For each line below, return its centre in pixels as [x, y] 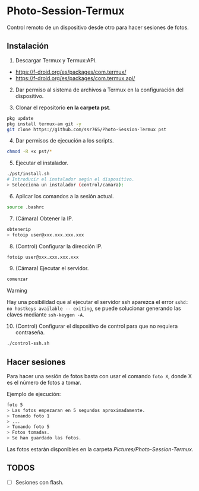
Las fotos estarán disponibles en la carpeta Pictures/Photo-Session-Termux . [100, 449]
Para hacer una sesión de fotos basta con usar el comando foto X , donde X [99, 376]
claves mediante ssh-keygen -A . [46, 315]
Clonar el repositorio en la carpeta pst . [63, 107]
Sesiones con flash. [40, 482]
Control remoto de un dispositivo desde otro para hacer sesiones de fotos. [98, 27]
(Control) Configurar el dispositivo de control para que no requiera [97, 326]
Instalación [28, 46]
